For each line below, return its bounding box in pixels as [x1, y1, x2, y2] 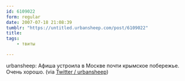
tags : [6, 36, 19, 41]
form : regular [6, 14, 41, 20]
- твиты [16, 41, 35, 47]
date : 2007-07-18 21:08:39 [6, 19, 72, 25]
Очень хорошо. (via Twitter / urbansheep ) [6, 68, 109, 75]
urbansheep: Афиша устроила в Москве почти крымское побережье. [6, 62, 180, 69]
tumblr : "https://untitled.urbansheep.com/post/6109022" [6, 24, 149, 31]
